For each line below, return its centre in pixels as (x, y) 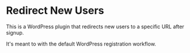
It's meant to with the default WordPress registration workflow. (81, 44)
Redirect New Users (55, 11)
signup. (15, 32)
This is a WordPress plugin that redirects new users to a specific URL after (95, 26)
